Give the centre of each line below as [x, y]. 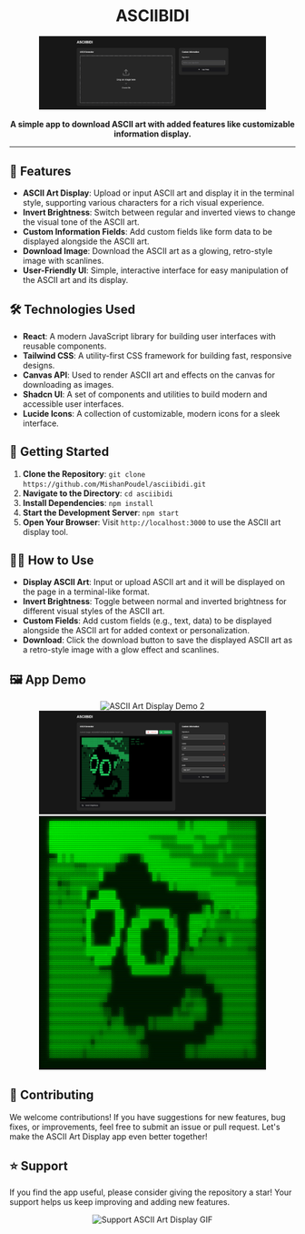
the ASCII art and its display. [75, 280]
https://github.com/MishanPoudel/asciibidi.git [114, 484]
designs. [39, 365]
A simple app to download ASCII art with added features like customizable [152, 125]
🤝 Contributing [52, 1095]
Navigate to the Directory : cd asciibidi [98, 493]
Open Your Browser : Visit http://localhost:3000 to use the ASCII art [152, 522]
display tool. [45, 531]
